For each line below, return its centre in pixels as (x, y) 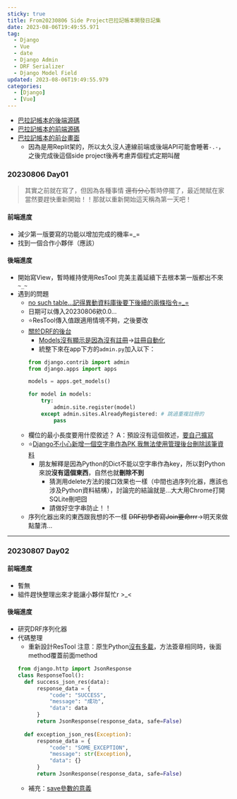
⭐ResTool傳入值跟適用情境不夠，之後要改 (88, 320)
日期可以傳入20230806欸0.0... (72, 311)
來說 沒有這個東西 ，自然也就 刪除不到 (91, 472)
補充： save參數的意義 (60, 788)
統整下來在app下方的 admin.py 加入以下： (97, 349)
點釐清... (40, 525)
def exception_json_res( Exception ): (78, 734)
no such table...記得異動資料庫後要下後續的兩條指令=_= (108, 302)
